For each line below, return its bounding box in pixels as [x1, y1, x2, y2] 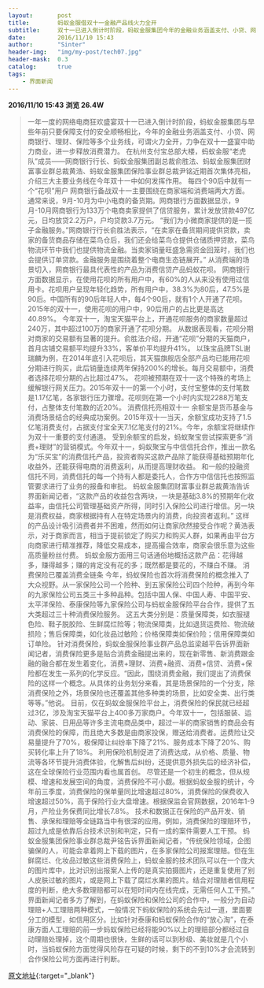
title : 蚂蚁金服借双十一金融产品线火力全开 [8, 19, 157, 27]
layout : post [8, 11, 72, 20]
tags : [8, 70, 26, 78]
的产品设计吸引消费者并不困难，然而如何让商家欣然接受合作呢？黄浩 [27, 521, 248, 530]
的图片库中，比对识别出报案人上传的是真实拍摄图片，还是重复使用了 [27, 865, 248, 875]
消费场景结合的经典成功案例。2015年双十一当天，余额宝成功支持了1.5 [27, 412, 252, 422]
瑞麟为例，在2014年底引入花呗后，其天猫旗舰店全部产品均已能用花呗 [27, 353, 250, 362]
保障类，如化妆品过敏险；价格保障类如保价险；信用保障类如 [61, 629, 255, 638]
